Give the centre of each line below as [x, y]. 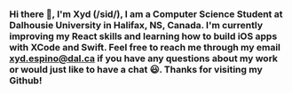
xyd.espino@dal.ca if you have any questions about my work [143, 58]
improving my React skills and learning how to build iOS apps [143, 36]
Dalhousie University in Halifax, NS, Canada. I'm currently [136, 25]
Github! [26, 81]
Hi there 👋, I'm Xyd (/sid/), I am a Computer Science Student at [146, 14]
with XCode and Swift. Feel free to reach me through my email [145, 47]
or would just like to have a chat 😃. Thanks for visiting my [136, 69]
